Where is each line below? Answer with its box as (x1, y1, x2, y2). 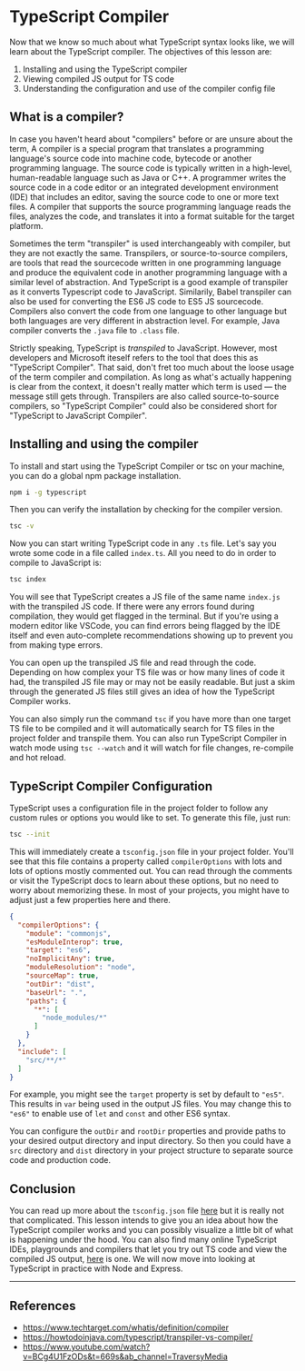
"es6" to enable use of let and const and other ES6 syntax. (9, 1108, 231, 1119)
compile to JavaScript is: (9, 557, 102, 569)
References (9, 1297, 76, 1314)
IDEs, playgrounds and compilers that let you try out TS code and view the (9, 1244, 288, 1255)
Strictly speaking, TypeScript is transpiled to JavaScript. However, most (9, 343, 278, 353)
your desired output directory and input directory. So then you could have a (9, 1136, 291, 1147)
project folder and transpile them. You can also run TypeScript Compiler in (9, 733, 288, 744)
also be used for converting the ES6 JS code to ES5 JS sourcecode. (9, 295, 264, 306)
